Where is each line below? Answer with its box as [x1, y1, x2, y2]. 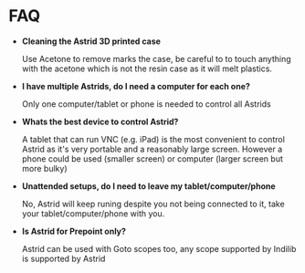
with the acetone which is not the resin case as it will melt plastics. [21, 63, 273, 74]
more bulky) [21, 163, 68, 173]
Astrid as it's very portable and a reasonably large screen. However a [21, 143, 283, 154]
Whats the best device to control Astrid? [21, 116, 179, 127]
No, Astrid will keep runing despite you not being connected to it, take [21, 198, 285, 209]
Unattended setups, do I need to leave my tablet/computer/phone [21, 180, 276, 192]
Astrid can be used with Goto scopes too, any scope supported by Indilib [21, 243, 297, 254]
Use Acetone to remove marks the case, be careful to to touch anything [21, 53, 291, 64]
